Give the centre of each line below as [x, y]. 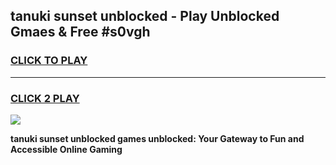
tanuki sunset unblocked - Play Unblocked [145, 16]
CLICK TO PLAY [49, 61]
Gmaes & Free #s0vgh [80, 32]
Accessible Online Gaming [66, 149]
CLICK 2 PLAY [45, 98]
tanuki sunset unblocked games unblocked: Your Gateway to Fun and [157, 138]
